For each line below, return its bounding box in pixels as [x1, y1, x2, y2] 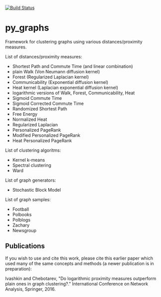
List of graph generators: [5, 177, 56, 183]
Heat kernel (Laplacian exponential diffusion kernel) [12, 84, 118, 90]
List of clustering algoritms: [5, 147, 61, 153]
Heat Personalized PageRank [12, 137, 72, 143]
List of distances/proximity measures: [5, 53, 82, 59]
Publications [5, 242, 45, 251]
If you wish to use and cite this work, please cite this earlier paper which [5, 255, 153, 261]
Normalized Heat [12, 116, 47, 122]
